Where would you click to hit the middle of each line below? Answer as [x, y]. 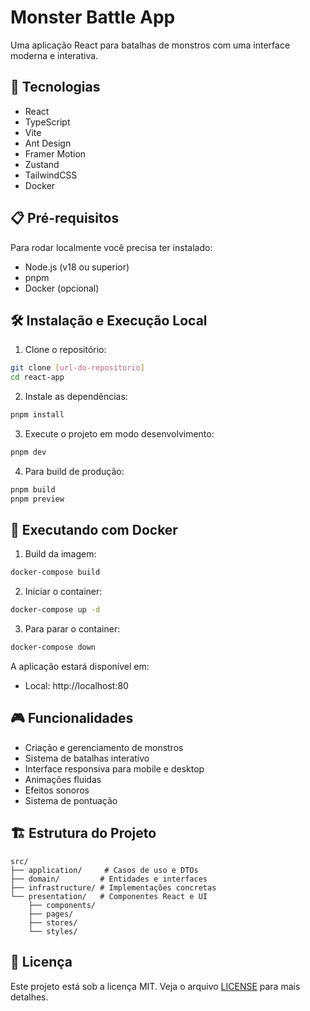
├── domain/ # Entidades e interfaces [109, 879]
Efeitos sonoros [57, 790]
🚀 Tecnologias [55, 87]
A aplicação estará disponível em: [80, 667]
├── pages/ [51, 914]
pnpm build [33, 489]
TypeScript [47, 122]
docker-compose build [55, 572]
